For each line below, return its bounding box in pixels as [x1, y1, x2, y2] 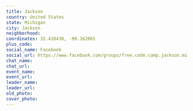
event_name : [6, 69, 35, 75]
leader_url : [6, 85, 35, 91]
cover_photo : [6, 96, 38, 102]
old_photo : [6, 90, 33, 96]
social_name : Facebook [6, 47, 62, 53]
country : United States [6, 14, 65, 20]
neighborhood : [6, 31, 41, 36]
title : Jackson [6, 8, 43, 15]
